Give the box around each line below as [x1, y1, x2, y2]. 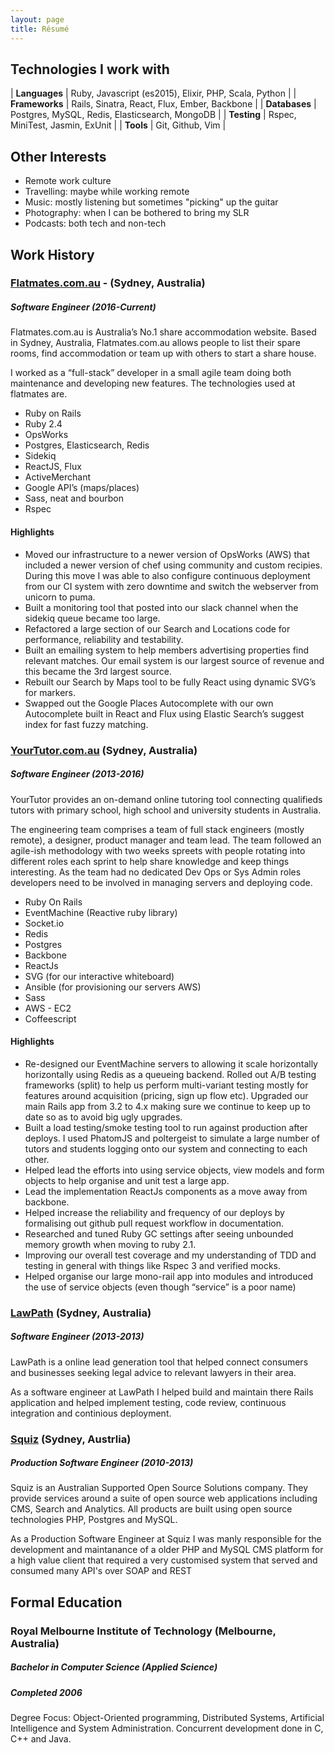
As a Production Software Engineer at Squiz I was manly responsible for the [10, 1533, 322, 1545]
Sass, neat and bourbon [24, 492, 124, 505]
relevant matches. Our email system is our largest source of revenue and [24, 654, 325, 666]
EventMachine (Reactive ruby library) [24, 906, 178, 918]
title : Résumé [10, 24, 70, 34]
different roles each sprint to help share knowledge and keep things [10, 855, 290, 867]
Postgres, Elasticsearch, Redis [24, 439, 150, 451]
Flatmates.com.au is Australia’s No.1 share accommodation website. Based [10, 326, 317, 338]
